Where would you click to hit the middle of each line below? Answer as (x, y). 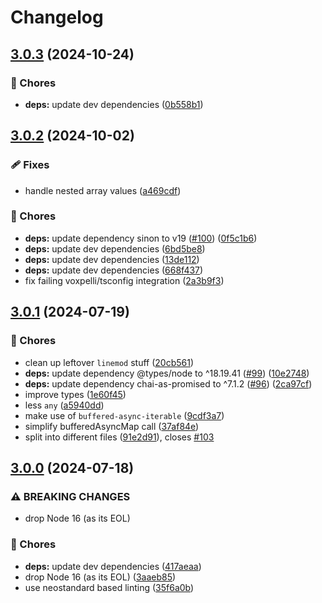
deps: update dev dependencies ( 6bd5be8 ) (115, 248)
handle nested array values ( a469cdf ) (103, 190)
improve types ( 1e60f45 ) (75, 394)
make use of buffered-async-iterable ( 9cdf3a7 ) (124, 415)
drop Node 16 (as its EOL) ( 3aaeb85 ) (100, 577)
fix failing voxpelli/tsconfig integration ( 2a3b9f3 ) (124, 280)
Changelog (57, 17)
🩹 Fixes (30, 165)
